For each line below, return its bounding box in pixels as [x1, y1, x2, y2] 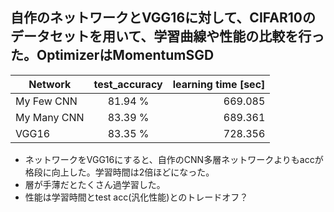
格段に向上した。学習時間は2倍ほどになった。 [24, 166, 215, 178]
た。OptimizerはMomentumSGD [10, 47, 215, 64]
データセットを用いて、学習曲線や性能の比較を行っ [10, 28, 325, 45]
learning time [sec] [172, 77, 266, 91]
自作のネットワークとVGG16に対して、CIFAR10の [10, 9, 316, 27]
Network [28, 77, 72, 91]
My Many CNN [15, 110, 85, 124]
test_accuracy [93, 77, 163, 91]
